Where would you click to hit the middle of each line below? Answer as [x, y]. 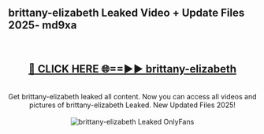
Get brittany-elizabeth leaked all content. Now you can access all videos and [132, 96]
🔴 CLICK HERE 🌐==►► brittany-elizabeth [132, 69]
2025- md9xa [43, 26]
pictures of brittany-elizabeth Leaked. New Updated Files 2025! [132, 105]
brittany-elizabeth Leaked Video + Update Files [126, 13]
